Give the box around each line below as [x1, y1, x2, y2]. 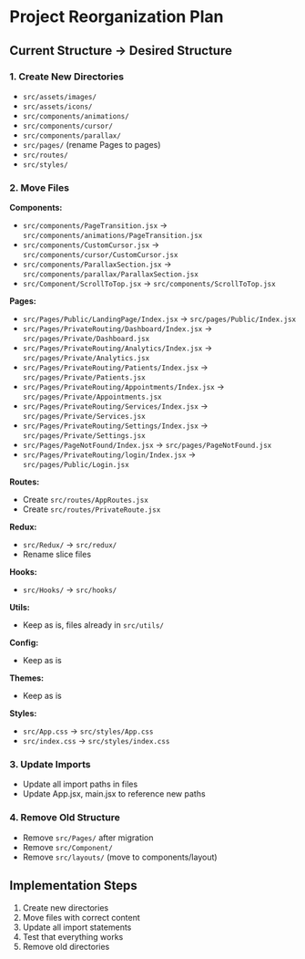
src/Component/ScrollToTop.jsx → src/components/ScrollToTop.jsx [22, 278, 276, 289]
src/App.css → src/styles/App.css [22, 725, 154, 736]
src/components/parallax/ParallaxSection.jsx [22, 270, 198, 279]
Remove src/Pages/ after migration [22, 832, 154, 843]
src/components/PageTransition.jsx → [22, 220, 168, 231]
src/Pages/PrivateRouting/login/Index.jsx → [22, 449, 197, 460]
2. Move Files [9, 181, 70, 193]
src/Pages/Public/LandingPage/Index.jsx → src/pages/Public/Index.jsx [22, 313, 297, 325]
